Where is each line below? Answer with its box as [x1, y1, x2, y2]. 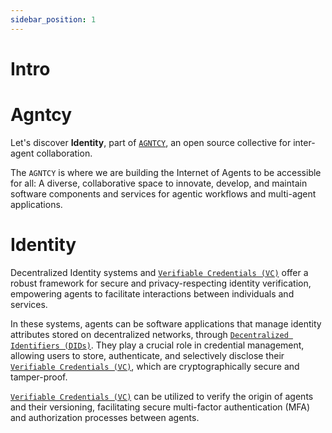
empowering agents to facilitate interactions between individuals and [10, 287, 295, 300]
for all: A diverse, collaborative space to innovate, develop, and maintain [10, 177, 308, 189]
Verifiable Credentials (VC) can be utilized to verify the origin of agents [10, 390, 314, 402]
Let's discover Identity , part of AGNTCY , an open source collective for [10, 136, 292, 148]
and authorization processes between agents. [10, 411, 200, 423]
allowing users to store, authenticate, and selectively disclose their [10, 349, 285, 361]
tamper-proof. [10, 371, 68, 383]
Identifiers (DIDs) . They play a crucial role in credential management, [10, 339, 305, 351]
